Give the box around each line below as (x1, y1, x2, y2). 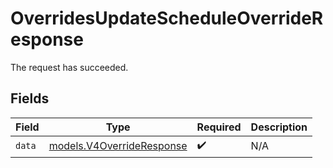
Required (196, 120, 242, 134)
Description (250, 120, 308, 134)
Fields (10, 90, 50, 107)
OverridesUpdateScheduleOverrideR (10, 7, 324, 30)
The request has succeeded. (10, 61, 129, 73)
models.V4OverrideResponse (48, 139, 188, 153)
